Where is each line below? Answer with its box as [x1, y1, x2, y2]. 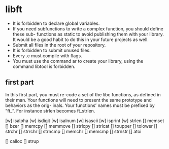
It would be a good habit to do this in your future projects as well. [12, 36, 149, 43]
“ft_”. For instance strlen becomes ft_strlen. [5, 107, 95, 114]
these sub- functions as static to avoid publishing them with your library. [12, 31, 164, 37]
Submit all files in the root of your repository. [12, 42, 106, 48]
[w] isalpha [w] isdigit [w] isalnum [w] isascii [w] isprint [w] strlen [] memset [5, 118, 164, 124]
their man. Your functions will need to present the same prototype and [5, 97, 152, 103]
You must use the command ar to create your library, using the [12, 58, 144, 64]
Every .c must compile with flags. [12, 52, 82, 59]
